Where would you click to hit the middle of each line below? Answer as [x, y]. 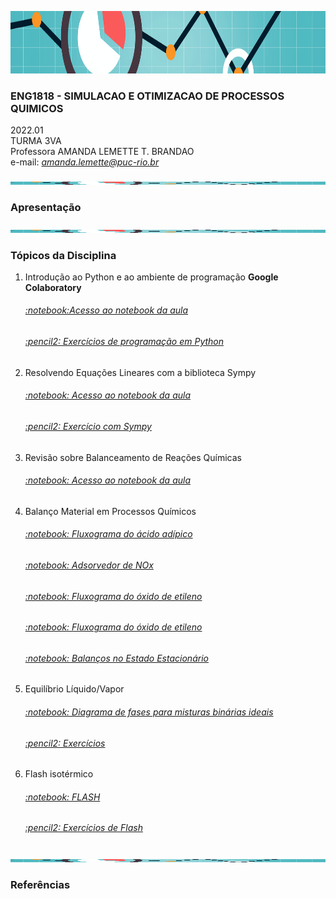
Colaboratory [53, 287]
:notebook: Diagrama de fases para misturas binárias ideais [149, 712]
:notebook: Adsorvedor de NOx [89, 565]
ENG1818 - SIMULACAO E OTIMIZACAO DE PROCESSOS [147, 96]
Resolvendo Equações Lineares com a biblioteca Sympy [140, 372]
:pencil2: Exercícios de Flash [83, 828]
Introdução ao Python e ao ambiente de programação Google [151, 277]
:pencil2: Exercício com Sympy [88, 426]
